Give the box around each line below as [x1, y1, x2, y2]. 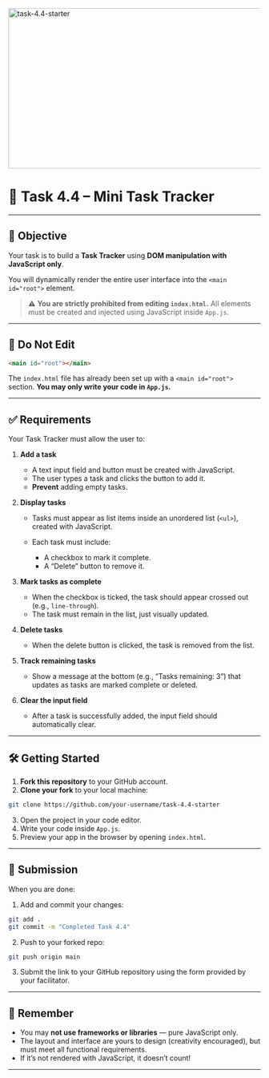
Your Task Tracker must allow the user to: [8, 434, 146, 444]
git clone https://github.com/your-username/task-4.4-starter [8, 801, 220, 809]
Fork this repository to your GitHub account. [19, 777, 168, 786]
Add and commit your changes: [19, 899, 124, 909]
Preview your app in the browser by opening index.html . [19, 832, 207, 842]
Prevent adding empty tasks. [31, 482, 128, 492]
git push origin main [8, 953, 81, 961]
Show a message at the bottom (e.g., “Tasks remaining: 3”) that [31, 672, 242, 681]
